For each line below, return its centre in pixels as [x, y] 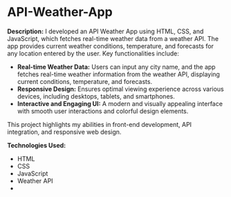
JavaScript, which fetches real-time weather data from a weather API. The [113, 38]
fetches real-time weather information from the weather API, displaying [118, 74]
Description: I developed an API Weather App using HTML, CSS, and [105, 31]
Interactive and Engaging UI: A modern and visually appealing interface [120, 103]
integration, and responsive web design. [64, 132]
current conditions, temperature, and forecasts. [85, 81]
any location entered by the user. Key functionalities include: [93, 53]
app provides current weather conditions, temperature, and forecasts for [111, 46]
